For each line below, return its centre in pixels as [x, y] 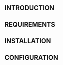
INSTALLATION [28, 41]
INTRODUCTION [30, 8]
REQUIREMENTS [30, 24]
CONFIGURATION [31, 57]
